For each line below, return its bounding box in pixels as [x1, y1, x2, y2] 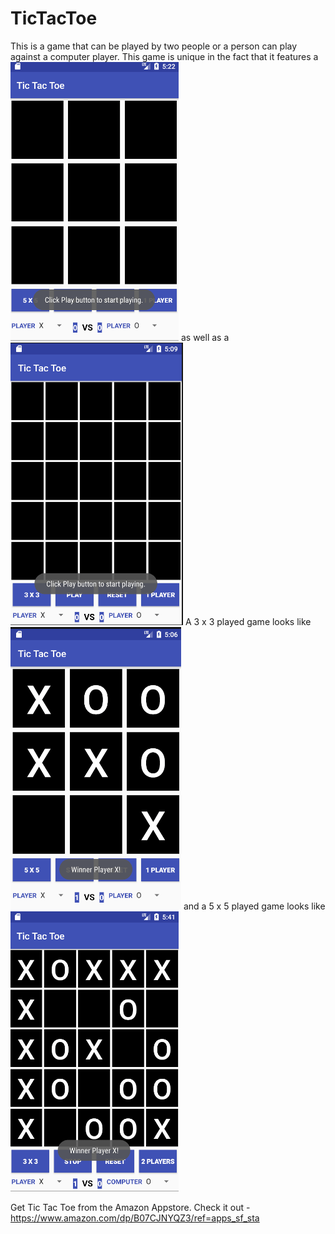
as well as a [180, 331, 230, 343]
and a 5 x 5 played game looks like [183, 900, 326, 912]
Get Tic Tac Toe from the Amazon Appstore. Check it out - [10, 1201, 251, 1213]
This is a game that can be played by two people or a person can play [10, 40, 298, 52]
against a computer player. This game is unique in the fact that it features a [10, 50, 319, 62]
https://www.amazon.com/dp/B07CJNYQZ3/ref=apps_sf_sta [10, 1212, 260, 1224]
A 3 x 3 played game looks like [184, 615, 312, 627]
